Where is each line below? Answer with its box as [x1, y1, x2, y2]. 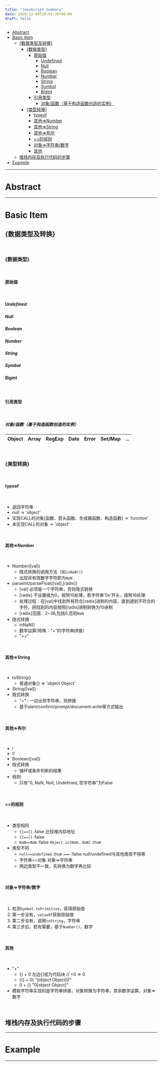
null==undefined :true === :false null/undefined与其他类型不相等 [19, 851, 146, 856]
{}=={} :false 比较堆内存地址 [19, 828, 76, 834]
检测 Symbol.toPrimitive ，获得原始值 [12, 905, 85, 911]
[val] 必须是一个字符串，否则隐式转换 [19, 586, 93, 592]
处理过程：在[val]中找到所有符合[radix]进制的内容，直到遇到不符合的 [19, 598, 155, 604]
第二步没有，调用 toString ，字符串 [12, 918, 81, 923]
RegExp [45, 436, 64, 442]
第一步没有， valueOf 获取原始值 [12, 911, 74, 917]
